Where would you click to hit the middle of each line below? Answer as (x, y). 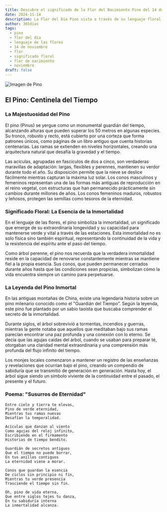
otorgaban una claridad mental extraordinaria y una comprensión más (77, 345)
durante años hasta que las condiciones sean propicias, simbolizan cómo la (83, 269)
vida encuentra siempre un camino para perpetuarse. (60, 274)
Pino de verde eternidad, (32, 409)
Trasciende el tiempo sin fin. (38, 483)
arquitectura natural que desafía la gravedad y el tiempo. (63, 152)
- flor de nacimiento (32, 61)
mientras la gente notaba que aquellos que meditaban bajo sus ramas (77, 329)
